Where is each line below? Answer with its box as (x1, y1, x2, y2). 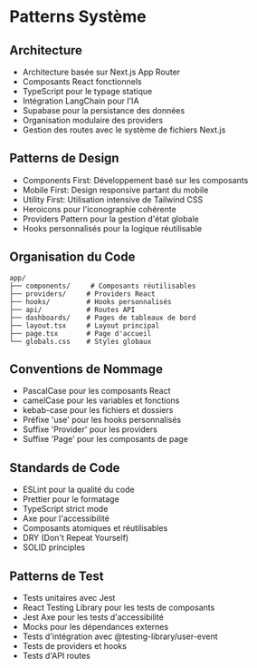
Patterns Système (9, 6, 147, 27)
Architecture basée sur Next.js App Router (22, 66, 181, 77)
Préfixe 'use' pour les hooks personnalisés (22, 415, 182, 426)
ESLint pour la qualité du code (22, 484, 135, 496)
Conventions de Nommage (9, 361, 163, 378)
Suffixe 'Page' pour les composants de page (22, 434, 188, 445)
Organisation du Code (9, 250, 136, 265)
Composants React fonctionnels (22, 76, 142, 87)
